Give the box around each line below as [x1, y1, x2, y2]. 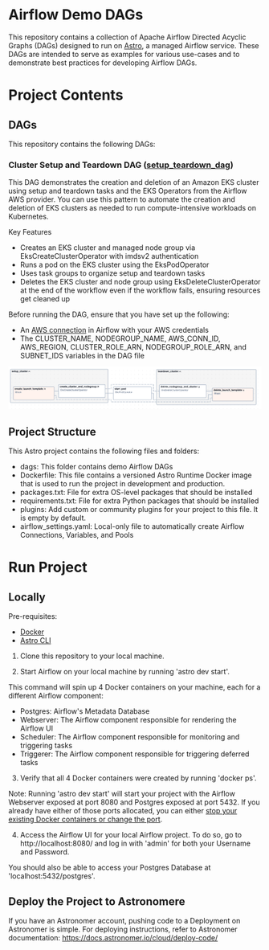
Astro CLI [19, 636, 51, 645]
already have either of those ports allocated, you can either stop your [8, 806, 238, 816]
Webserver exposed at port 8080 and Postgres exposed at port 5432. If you [8, 797, 260, 807]
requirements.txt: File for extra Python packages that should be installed [19, 496, 259, 506]
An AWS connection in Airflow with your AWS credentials [19, 326, 209, 335]
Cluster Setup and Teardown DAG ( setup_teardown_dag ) [8, 159, 234, 170]
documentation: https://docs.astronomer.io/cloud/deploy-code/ [8, 933, 218, 943]
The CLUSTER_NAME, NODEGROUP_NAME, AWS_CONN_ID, [19, 334, 221, 343]
